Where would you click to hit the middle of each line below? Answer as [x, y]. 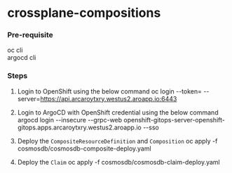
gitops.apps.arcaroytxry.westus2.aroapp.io [79, 127]
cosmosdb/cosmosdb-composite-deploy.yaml [84, 148]
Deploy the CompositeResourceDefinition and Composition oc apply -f [117, 141]
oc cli [15, 50]
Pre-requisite [30, 35]
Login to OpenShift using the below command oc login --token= [109, 91]
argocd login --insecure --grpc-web [70, 120]
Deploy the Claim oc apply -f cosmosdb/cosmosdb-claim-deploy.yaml [119, 162]
